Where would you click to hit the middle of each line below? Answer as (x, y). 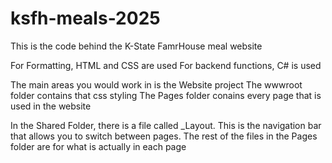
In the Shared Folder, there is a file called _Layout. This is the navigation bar (166, 125)
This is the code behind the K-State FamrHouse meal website (136, 46)
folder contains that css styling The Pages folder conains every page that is (166, 95)
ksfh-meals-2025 (85, 18)
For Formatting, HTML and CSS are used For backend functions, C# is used (166, 65)
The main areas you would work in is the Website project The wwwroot (156, 84)
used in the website (51, 106)
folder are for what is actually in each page (98, 146)
